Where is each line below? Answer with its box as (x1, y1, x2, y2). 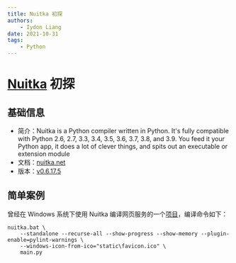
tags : (7, 37, 23, 44)
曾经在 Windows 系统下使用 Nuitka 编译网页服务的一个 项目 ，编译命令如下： (7, 210, 228, 218)
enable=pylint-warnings (7, 236, 78, 243)
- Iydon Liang (20, 23, 62, 30)
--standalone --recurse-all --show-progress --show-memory (20, 230, 198, 237)
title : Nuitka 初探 (7, 10, 63, 18)
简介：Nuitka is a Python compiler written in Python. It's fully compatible (17, 127, 229, 135)
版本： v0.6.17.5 (17, 167, 62, 175)
